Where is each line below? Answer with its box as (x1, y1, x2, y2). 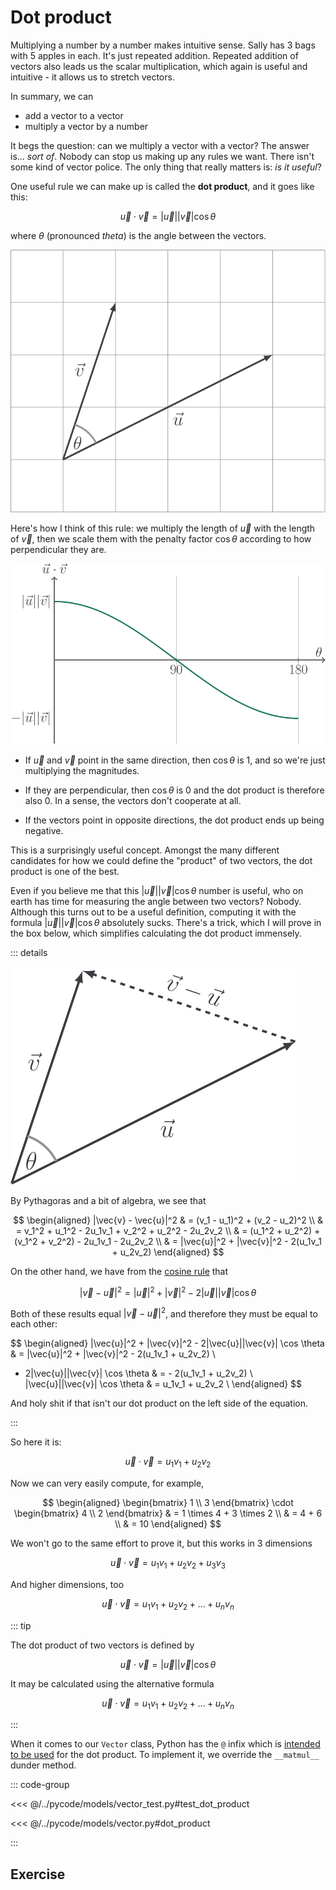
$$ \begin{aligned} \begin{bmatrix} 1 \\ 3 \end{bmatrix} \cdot (42, 1496, 294, 1508)
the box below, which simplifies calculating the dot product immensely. (10, 927, 302, 939)
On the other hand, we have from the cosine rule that (10, 1265, 229, 1277)
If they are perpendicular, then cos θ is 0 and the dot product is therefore (24, 784, 325, 796)
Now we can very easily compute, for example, (10, 1477, 205, 1489)
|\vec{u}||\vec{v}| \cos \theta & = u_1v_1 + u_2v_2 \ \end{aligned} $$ (24, 1378, 303, 1390)
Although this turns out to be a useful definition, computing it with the (10, 906, 297, 918)
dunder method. (10, 1759, 77, 1771)
